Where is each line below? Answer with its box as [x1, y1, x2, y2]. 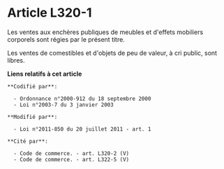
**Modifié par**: [7, 113, 58, 120]
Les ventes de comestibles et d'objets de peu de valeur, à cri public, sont [7, 49, 218, 57]
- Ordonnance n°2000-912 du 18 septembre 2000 [13, 95, 151, 102]
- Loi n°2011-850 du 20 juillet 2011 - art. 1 [13, 125, 151, 133]
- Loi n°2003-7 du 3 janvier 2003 [13, 101, 114, 108]
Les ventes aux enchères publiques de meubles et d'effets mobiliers [7, 28, 204, 36]
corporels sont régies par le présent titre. [7, 35, 126, 43]
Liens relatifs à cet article [7, 70, 82, 78]
